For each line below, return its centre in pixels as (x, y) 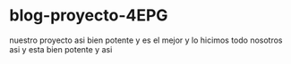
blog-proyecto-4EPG (89, 16)
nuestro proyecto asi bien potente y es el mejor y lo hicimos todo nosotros (146, 40)
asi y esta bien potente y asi (61, 49)
